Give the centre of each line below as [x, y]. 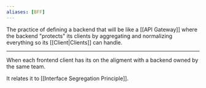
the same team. [26, 66]
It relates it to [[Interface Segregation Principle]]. [67, 78]
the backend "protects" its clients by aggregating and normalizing [90, 36]
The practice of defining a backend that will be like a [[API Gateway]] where [102, 29]
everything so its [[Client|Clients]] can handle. [64, 42]
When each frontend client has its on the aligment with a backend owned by [102, 60]
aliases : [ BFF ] [26, 12]
